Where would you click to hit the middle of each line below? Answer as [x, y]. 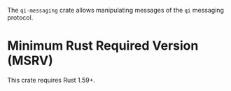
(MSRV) [30, 61]
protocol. [20, 17]
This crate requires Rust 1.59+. [51, 80]
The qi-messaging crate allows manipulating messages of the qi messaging [115, 10]
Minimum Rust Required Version [103, 46]
